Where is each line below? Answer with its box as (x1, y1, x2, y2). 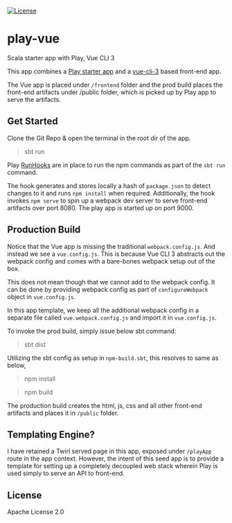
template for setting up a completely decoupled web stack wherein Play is (7, 462, 218, 470)
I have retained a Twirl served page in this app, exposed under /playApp (7, 447, 213, 456)
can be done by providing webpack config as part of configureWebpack (7, 285, 208, 293)
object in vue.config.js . (7, 292, 76, 301)
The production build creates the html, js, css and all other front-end (7, 401, 202, 409)
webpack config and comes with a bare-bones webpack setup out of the (7, 257, 215, 265)
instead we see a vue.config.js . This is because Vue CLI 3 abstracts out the (7, 250, 226, 258)
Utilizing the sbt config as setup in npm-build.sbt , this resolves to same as (7, 354, 219, 362)
